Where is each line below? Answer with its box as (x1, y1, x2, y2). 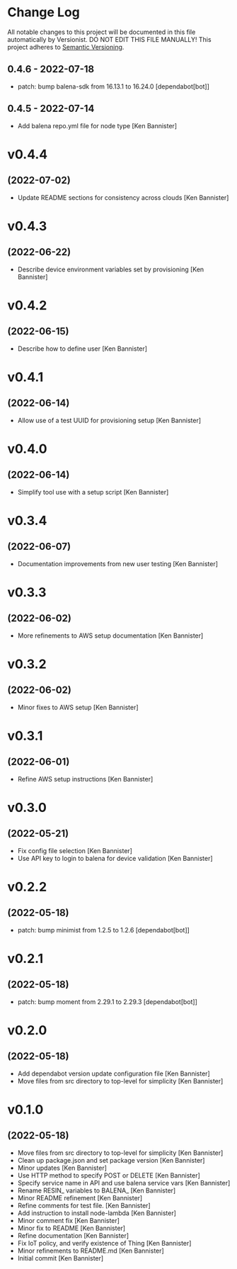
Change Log (7, 4, 80, 21)
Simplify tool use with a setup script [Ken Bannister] (17, 487, 169, 496)
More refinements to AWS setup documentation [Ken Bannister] (17, 631, 204, 640)
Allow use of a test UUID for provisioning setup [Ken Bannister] (17, 416, 202, 424)
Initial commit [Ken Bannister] (17, 1253, 104, 1262)
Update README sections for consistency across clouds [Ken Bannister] (17, 193, 229, 202)
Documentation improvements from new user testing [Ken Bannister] (17, 559, 218, 568)
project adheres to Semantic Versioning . (7, 43, 125, 51)
